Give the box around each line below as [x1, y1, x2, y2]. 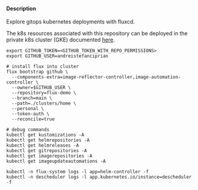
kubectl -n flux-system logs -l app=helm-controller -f [6, 169, 149, 175]
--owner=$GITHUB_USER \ [11, 85, 71, 91]
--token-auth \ [11, 111, 50, 117]
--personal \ [11, 106, 44, 112]
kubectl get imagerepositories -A [6, 153, 93, 159]
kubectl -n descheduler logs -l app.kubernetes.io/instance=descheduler [6, 174, 192, 180]
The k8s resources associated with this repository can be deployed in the [6, 30, 188, 37]
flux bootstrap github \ [6, 69, 68, 75]
